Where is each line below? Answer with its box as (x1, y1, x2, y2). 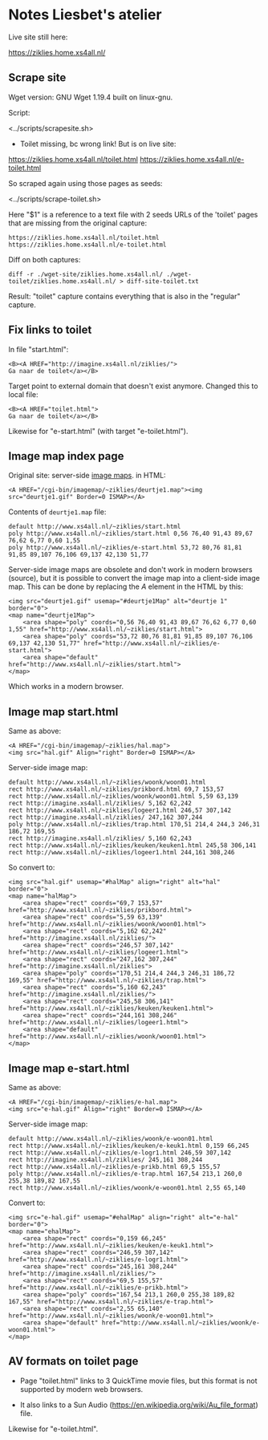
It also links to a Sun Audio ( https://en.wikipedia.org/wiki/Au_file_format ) (19, 1400, 258, 1410)
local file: (8, 389, 39, 399)
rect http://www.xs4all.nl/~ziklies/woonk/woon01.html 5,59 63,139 (8, 793, 239, 801)
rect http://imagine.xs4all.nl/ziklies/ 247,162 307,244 (8, 813, 203, 821)
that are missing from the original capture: (8, 218, 147, 228)
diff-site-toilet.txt (127, 277, 199, 286)
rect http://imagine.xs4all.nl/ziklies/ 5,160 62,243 (8, 834, 193, 843)
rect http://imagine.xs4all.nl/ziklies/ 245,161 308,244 (8, 1156, 203, 1164)
